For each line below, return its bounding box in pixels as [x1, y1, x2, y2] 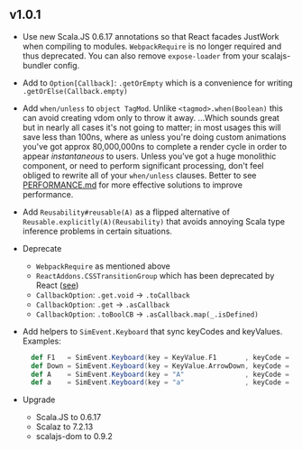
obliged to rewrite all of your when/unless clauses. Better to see [22, 170, 257, 180]
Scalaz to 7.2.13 [35, 421, 94, 432]
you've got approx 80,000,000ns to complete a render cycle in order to [22, 141, 287, 152]
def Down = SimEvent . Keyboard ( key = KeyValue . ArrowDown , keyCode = [31, 361, 290, 371]
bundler [22, 60, 52, 70]
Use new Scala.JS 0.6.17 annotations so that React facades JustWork [22, 31, 279, 41]
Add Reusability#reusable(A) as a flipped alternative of [22, 207, 230, 217]
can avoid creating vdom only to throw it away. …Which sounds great [22, 112, 279, 123]
